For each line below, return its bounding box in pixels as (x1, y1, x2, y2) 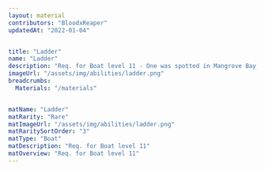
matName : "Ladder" (8, 105, 69, 113)
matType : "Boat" (8, 135, 62, 143)
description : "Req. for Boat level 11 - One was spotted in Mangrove (8, 62, 243, 70)
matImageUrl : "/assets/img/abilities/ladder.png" (8, 120, 176, 128)
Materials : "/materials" (15, 84, 97, 92)
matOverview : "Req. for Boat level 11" (8, 149, 140, 157)
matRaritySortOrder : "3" (8, 127, 90, 135)
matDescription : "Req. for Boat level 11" (8, 142, 150, 150)
